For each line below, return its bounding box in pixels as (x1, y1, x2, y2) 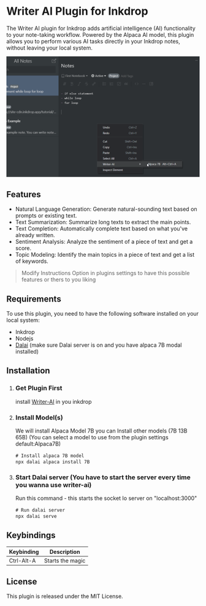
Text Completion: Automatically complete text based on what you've (15, 225, 188, 232)
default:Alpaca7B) (15, 440, 61, 448)
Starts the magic (44, 556, 86, 564)
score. (15, 244, 32, 252)
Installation (6, 366, 50, 376)
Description (49, 548, 80, 555)
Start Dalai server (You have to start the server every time (15, 473, 191, 482)
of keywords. (15, 257, 49, 265)
